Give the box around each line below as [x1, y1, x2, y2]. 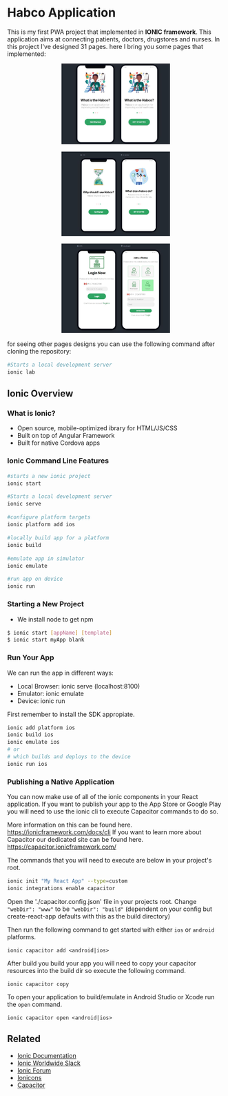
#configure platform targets [7, 514, 91, 521]
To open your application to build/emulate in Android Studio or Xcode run [7, 992, 215, 1001]
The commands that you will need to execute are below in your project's [7, 856, 212, 865]
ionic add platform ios [7, 724, 76, 731]
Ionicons [17, 1073, 42, 1081]
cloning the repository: [7, 347, 72, 355]
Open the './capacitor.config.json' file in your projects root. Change [7, 897, 197, 905]
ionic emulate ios [7, 739, 60, 746]
